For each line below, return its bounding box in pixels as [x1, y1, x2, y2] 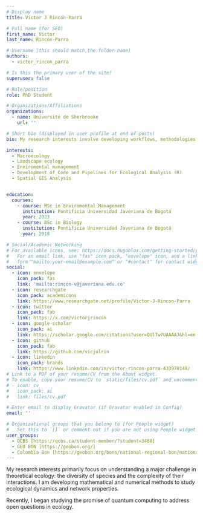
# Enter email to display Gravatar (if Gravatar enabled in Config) [6, 405, 182, 411]
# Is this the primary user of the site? [6, 70, 112, 76]
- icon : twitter [11, 304, 53, 310]
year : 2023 [22, 214, 50, 220]
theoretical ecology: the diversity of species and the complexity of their [6, 472, 184, 480]
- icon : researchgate [11, 287, 66, 293]
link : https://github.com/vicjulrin [17, 348, 110, 354]
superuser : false [6, 75, 50, 82]
